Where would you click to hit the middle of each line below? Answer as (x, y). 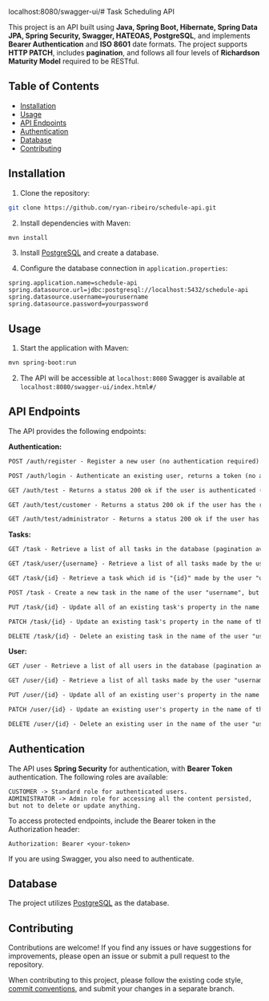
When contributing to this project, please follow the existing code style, (126, 980)
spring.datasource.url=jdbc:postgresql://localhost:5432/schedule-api (128, 290)
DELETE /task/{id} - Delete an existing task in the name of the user (128, 636)
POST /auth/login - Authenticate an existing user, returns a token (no (132, 476)
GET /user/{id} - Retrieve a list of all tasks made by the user (119, 681)
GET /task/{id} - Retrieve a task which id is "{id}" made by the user (130, 578)
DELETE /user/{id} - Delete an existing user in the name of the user (128, 724)
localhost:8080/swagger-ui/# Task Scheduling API (91, 12)
